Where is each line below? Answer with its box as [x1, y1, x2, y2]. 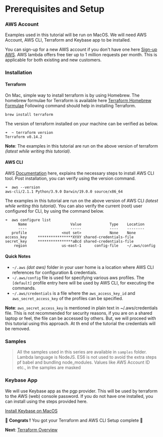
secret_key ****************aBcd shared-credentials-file [5, 239, 134, 244]
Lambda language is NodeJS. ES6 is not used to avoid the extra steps [17, 354, 157, 360]
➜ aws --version [5, 185, 40, 190]
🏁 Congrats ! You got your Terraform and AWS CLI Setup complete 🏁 [5, 417, 143, 423]
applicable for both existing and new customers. [5, 57, 102, 63]
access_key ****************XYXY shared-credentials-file [5, 235, 134, 240]
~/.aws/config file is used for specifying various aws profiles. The [12, 275, 145, 281]
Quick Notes [5, 253, 31, 260]
